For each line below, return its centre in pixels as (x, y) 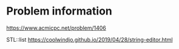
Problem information (59, 11)
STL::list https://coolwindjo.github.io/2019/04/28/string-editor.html (89, 39)
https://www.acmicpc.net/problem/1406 (56, 28)
